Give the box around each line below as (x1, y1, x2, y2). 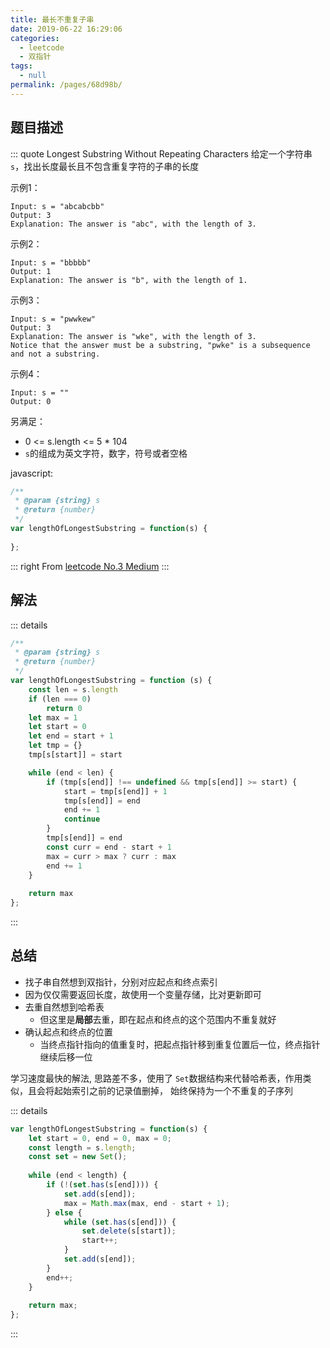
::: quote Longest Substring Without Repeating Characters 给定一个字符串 (10, 147, 313, 160)
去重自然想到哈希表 (24, 1001, 105, 1013)
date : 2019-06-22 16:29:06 (10, 24, 123, 34)
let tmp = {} (28, 741, 83, 751)
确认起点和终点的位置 (24, 1026, 113, 1038)
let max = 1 (28, 712, 78, 723)
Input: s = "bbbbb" (10, 257, 92, 268)
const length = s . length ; (28, 1142, 137, 1153)
